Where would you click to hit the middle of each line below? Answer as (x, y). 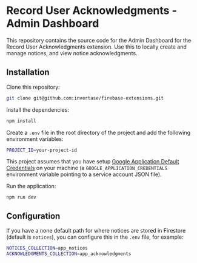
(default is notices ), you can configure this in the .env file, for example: (95, 237)
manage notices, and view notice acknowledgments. (72, 53)
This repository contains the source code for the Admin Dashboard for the (99, 40)
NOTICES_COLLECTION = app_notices (47, 248)
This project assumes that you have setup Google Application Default (93, 162)
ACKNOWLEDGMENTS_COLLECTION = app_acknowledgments (69, 254)
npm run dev (21, 197)
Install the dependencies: (38, 109)
